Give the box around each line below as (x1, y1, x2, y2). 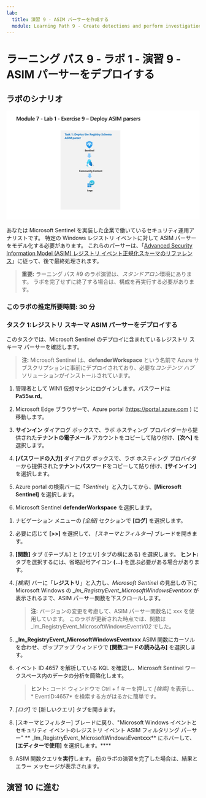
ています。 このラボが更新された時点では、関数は (41, 615, 166, 623)
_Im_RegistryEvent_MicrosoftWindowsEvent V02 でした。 (30, 623, 175, 630)
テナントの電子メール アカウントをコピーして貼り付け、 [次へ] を (36, 434, 200, 442)
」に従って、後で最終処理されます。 (12, 257, 102, 264)
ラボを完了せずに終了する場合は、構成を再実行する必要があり (33, 278, 189, 285)
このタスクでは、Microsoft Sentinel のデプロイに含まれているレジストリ (6, 335, 188, 343)
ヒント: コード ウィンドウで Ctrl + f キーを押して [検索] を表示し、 (30, 685, 197, 692)
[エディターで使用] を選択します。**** (15, 742, 112, 749)
